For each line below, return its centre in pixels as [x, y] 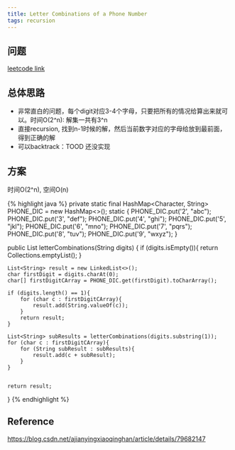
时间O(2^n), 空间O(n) [38, 190]
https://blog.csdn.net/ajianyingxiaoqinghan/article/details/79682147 [106, 439]
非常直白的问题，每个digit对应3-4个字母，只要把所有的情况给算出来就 [120, 111]
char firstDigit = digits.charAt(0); [63, 274]
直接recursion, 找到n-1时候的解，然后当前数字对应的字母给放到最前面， [122, 129]
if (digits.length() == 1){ [49, 293]
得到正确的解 [36, 138]
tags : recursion [31, 21]
